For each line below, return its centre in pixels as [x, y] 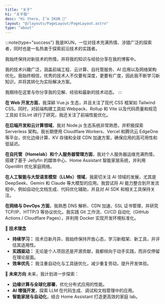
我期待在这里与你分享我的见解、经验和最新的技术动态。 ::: [64, 92]
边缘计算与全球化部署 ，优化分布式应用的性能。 [59, 284]
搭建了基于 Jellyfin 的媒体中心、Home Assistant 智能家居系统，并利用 [75, 161]
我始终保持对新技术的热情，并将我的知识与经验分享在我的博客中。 [72, 59]
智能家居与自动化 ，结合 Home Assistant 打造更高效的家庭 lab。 [76, 297]
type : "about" [20, 28]
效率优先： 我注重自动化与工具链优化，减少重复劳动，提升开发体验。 [82, 264]
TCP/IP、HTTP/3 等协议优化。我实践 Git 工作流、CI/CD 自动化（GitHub [77, 212]
